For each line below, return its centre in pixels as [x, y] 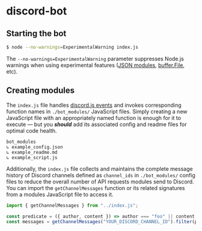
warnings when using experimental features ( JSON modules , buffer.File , [96, 65]
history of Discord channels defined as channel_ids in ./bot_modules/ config [101, 175]
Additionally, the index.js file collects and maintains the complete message [100, 169]
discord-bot [37, 11]
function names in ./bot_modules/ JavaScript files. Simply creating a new [97, 111]
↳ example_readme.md [32, 152]
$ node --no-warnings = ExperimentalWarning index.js [72, 47]
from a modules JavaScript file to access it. [60, 194]
